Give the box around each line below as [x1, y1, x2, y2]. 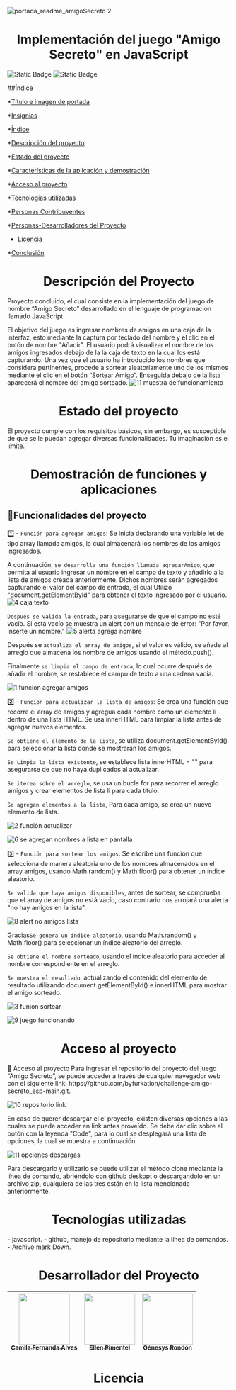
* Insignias [7, 111, 37, 120]
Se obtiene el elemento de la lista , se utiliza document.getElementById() [7, 736, 228, 744]
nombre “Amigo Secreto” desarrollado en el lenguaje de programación [7, 304, 212, 313]
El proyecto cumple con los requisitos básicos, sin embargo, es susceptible [7, 426, 227, 435]
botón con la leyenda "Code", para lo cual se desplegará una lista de [7, 1129, 207, 1138]
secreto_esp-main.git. [7, 1087, 71, 1095]
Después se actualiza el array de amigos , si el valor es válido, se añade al [7, 640, 228, 649]
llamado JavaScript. [7, 312, 65, 320]
